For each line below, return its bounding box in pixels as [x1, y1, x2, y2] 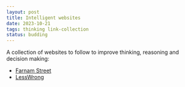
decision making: [6, 55, 50, 62]
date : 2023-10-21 [6, 20, 51, 26]
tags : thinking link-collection [6, 26, 89, 32]
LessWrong [15, 74, 44, 81]
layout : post [6, 9, 40, 15]
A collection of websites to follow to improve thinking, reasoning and [6, 48, 179, 56]
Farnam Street [15, 67, 51, 74]
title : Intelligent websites [6, 15, 81, 21]
